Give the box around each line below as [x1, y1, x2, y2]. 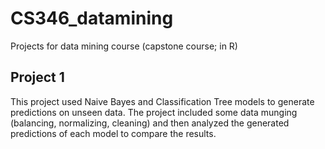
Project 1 [10, 69, 65, 86]
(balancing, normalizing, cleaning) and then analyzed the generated [10, 117, 290, 129]
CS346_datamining [10, 7, 174, 30]
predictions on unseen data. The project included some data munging [10, 106, 298, 118]
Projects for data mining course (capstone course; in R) [10, 40, 238, 52]
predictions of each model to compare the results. [10, 127, 217, 139]
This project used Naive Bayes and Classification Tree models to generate [10, 95, 315, 107]
